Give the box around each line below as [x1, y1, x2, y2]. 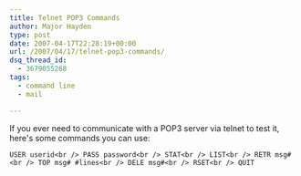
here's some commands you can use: [9, 132, 150, 143]
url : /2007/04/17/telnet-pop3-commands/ [9, 47, 166, 57]
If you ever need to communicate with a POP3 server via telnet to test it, [9, 122, 280, 133]
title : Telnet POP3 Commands [9, 13, 120, 23]
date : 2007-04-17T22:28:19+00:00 [9, 38, 137, 48]
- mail [17, 89, 43, 98]
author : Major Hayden [9, 22, 92, 31]
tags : [9, 73, 30, 82]
